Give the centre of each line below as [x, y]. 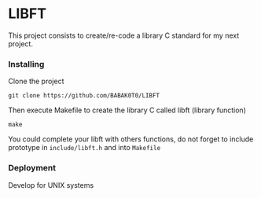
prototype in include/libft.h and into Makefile [85, 148]
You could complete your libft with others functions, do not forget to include [131, 139]
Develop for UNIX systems [51, 185]
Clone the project [36, 81]
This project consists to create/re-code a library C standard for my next [124, 35]
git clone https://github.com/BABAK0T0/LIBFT [84, 96]
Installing [26, 64]
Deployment [32, 168]
